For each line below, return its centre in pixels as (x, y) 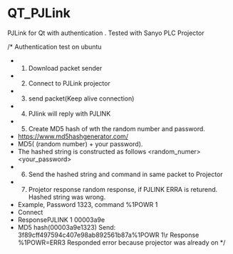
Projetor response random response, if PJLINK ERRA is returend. (123, 189)
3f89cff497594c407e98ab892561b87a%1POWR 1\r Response (108, 235)
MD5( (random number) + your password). (80, 143)
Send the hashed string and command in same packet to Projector (125, 174)
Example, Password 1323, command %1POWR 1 (88, 204)
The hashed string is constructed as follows (82, 151)
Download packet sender (65, 68)
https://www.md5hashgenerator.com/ (73, 136)
